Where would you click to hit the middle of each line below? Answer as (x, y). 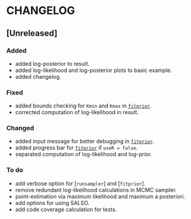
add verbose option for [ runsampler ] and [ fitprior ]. (80, 183)
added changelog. (38, 76)
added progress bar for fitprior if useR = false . (76, 148)
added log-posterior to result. (52, 63)
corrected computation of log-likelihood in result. (77, 112)
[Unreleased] (32, 33)
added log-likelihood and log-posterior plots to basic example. (93, 70)
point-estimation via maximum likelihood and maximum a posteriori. (100, 196)
